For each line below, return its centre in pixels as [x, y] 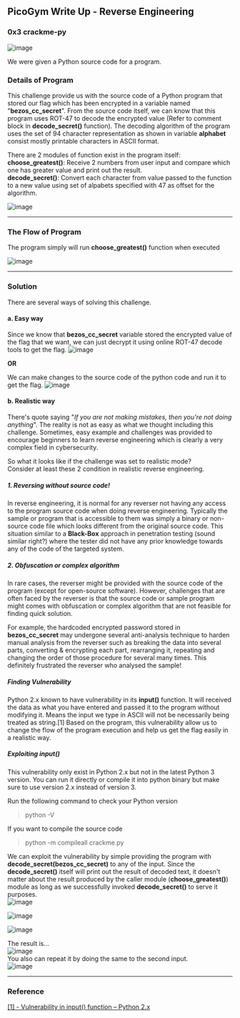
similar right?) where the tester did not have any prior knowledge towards [115, 541]
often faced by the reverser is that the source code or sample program [111, 598]
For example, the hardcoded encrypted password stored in [94, 627]
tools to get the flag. [37, 349]
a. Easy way [26, 319]
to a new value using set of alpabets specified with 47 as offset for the [111, 185]
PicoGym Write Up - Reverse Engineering [101, 12]
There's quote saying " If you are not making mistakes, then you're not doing [120, 416]
